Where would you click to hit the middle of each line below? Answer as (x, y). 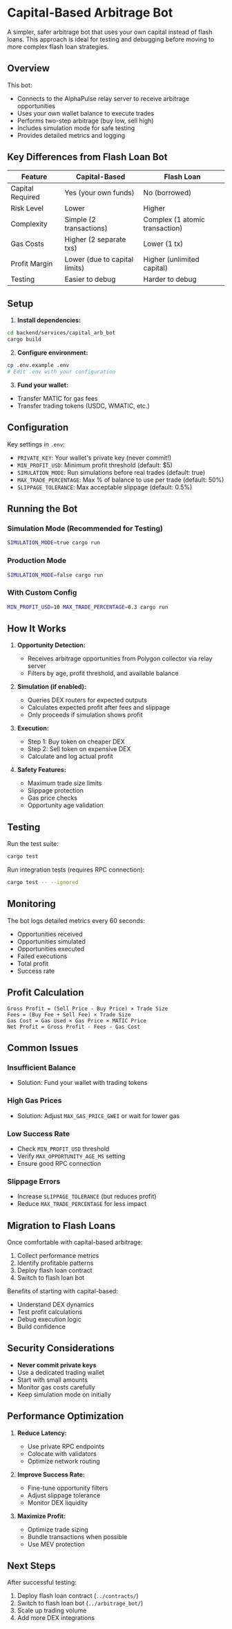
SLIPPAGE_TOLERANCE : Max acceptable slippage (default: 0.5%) (105, 487)
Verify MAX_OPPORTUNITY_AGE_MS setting (71, 1156)
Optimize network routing (64, 1461)
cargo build (24, 340)
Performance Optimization (66, 1416)
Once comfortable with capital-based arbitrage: (75, 1242)
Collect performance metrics (58, 1255)
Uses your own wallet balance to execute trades (86, 113)
